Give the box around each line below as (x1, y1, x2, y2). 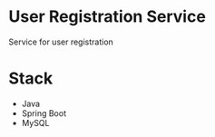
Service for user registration (8, 36, 114, 47)
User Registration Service (8, 6, 206, 27)
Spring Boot (21, 107, 67, 119)
